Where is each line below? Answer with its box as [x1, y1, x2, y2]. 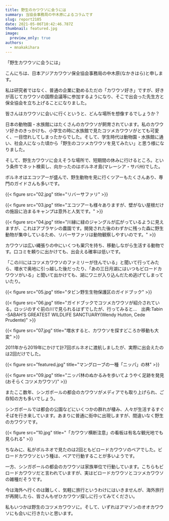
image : [5, 31, 19, 36]
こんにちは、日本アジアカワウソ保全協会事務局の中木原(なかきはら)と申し [5, 70, 159, 76]
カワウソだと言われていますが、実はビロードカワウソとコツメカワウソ [18, 470, 164, 476]
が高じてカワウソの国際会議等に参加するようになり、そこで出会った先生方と [5, 93, 164, 99]
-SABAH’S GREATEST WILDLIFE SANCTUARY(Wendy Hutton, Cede [5, 311, 145, 318]
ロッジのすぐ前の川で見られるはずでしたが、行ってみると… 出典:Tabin [14, 306, 163, 312]
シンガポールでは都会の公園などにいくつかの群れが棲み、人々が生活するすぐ [5, 406, 164, 412]
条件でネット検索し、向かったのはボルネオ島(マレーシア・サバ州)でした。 [9, 163, 163, 169]
